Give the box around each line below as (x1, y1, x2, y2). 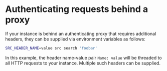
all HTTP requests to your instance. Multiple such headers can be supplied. (5, 60, 160, 66)
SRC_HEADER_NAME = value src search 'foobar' (5, 45, 98, 50)
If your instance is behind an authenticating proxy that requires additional (5, 30, 156, 36)
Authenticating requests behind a (5, 3, 148, 15)
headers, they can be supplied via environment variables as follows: (5, 36, 145, 42)
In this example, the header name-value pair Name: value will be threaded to (5, 54, 162, 60)
